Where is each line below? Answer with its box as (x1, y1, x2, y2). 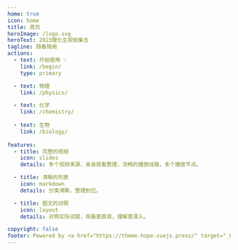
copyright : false (7, 226, 59, 233)
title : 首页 (7, 23, 40, 30)
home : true (7, 10, 40, 18)
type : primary (20, 69, 62, 76)
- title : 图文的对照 (13, 200, 69, 207)
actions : (7, 50, 33, 57)
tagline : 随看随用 (7, 43, 58, 50)
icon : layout (20, 206, 59, 213)
